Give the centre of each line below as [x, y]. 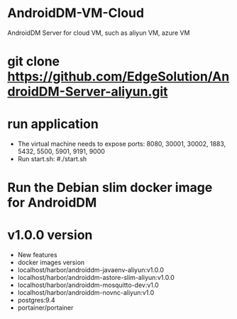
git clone [34, 61]
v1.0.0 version [50, 235]
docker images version [51, 263]
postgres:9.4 [36, 301]
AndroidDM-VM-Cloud [76, 13]
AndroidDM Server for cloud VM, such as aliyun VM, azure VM [99, 33]
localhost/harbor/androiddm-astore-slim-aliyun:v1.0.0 [96, 278]
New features [38, 255]
